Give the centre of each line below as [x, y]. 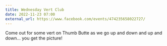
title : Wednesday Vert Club [35, 10]
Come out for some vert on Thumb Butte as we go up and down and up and [84, 33]
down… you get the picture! [34, 38]
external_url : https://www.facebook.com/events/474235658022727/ [75, 19]
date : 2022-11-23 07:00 [30, 14]
